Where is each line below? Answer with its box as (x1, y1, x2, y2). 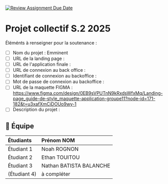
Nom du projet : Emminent (12, 49, 68, 56)
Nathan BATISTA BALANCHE (41, 162, 111, 169)
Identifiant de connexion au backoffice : (12, 73, 97, 79)
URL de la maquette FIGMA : (12, 85, 73, 91)
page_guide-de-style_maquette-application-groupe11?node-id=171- (12, 95, 156, 102)
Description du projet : (12, 107, 60, 113)
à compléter (41, 171, 71, 178)
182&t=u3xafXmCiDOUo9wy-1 (12, 101, 77, 107)
